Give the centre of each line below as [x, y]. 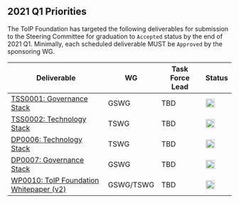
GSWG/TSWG [131, 185]
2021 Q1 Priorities [47, 12]
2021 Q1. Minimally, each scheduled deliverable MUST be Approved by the [115, 44]
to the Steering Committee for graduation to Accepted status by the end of [115, 36]
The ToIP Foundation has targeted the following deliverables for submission [118, 28]
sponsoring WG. [31, 51]
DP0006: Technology [47, 139]
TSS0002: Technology [49, 119]
